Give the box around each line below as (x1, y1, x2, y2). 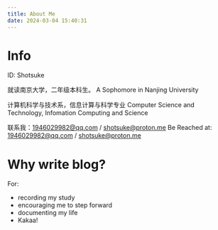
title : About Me (7, 10, 55, 18)
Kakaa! (17, 216, 38, 224)
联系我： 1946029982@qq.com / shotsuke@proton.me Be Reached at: (7, 124, 212, 132)
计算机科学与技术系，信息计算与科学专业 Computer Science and (7, 101, 195, 109)
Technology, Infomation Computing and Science (7, 109, 148, 117)
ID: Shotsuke (7, 71, 45, 80)
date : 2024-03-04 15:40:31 (7, 17, 87, 24)
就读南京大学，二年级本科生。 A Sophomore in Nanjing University (7, 86, 199, 94)
